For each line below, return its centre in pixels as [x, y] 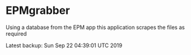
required [16, 33]
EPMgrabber [38, 11]
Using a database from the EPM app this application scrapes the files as [95, 27]
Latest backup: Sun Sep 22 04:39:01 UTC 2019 [64, 45]
